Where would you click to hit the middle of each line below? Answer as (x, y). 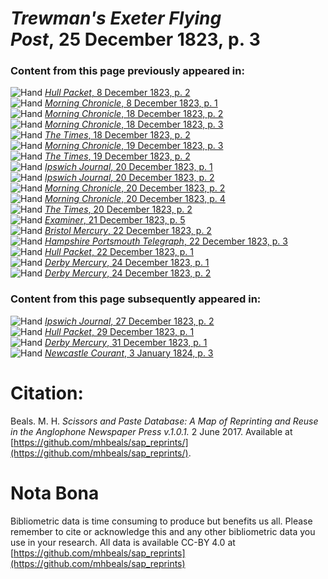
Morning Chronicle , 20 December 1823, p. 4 (135, 199)
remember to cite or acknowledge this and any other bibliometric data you (163, 531)
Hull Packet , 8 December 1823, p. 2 (117, 93)
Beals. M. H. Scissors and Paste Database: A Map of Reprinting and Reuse (164, 421)
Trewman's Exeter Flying (116, 18)
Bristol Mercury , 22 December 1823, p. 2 (128, 231)
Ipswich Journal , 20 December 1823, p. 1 (128, 167)
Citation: (47, 393)
